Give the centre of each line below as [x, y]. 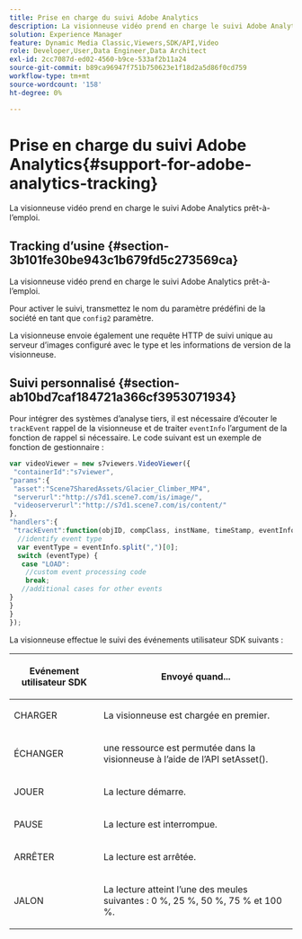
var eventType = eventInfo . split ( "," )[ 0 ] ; [98, 547]
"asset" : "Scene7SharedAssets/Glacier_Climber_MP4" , [112, 489]
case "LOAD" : [45, 564]
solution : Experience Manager [66, 34]
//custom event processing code [86, 572]
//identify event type [60, 539]
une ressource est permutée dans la [179, 748]
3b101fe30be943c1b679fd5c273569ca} [124, 260]
